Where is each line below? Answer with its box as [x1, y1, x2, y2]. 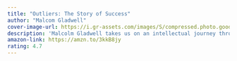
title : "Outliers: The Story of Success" [7, 10, 131, 18]
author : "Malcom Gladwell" [7, 17, 87, 24]
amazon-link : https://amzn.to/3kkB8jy [7, 36, 121, 43]
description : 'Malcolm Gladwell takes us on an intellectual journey [7, 29, 217, 37]
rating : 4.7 [7, 43, 42, 50]
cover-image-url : [7, 23, 59, 30]
